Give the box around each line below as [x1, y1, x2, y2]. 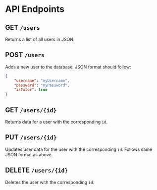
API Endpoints [5, 3, 65, 15]
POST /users [5, 51, 45, 59]
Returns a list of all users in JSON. [5, 36, 75, 42]
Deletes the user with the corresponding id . [5, 179, 95, 185]
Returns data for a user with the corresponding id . [5, 119, 108, 125]
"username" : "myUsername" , [14, 78, 70, 83]
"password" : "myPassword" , [14, 83, 70, 88]
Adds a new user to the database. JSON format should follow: [5, 63, 131, 70]
